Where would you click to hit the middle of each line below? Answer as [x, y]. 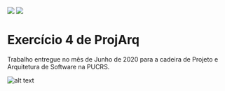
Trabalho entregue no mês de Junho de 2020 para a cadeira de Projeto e [113, 59]
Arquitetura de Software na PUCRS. [59, 66]
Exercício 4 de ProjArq [74, 40]
